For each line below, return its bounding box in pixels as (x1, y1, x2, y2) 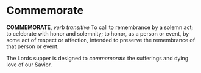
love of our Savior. (6, 61, 52, 68)
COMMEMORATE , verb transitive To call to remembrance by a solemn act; (6, 24, 194, 31)
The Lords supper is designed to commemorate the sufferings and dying (6, 54, 189, 62)
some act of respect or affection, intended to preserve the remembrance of (6, 36, 196, 43)
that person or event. (6, 43, 59, 50)
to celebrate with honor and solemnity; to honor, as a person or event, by (6, 30, 189, 37)
